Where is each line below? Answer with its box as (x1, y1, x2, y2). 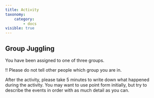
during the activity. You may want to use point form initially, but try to (5, 82, 147, 88)
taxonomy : (5, 12, 26, 17)
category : (14, 16, 35, 21)
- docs (23, 21, 37, 26)
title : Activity (5, 7, 39, 12)
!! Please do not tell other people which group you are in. (5, 67, 122, 73)
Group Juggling (5, 44, 55, 53)
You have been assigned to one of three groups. (5, 57, 104, 63)
